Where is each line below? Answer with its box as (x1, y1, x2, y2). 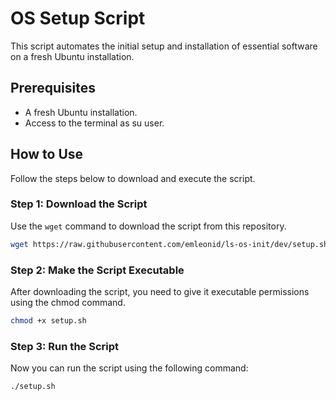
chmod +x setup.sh (10, 316, 87, 326)
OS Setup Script (10, 7, 146, 30)
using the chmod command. (10, 297, 126, 309)
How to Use (10, 146, 84, 163)
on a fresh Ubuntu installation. (10, 50, 135, 62)
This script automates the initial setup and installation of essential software (10, 40, 318, 52)
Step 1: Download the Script (10, 197, 148, 211)
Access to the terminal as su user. (24, 117, 165, 129)
